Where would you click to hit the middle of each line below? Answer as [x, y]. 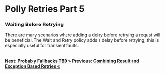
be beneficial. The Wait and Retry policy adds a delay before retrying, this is [82, 40]
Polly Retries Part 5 [45, 9]
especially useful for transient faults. [42, 46]
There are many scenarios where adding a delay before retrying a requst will [83, 35]
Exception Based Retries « [33, 66]
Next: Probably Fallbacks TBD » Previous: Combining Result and [72, 61]
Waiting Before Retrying [34, 25]
